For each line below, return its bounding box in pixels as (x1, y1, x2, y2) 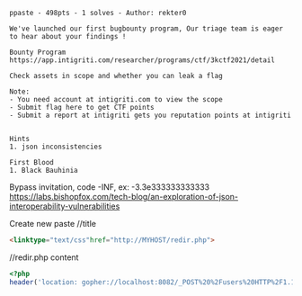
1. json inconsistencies (9, 142, 102, 151)
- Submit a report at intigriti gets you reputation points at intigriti (9, 111, 292, 120)
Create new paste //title (9, 219, 97, 229)
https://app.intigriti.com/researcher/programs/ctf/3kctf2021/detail (9, 56, 276, 65)
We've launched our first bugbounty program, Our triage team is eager (9, 24, 283, 33)
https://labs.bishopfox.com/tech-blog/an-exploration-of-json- (9, 192, 239, 202)
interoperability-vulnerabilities (9, 201, 120, 211)
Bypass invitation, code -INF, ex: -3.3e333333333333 (9, 182, 209, 193)
